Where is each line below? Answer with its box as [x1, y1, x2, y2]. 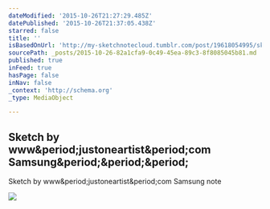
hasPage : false [8, 71, 59, 79]
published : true [8, 57, 63, 65]
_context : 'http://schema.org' [8, 86, 113, 94]
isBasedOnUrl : [8, 42, 56, 50]
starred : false [8, 26, 59, 34]
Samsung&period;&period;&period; [8, 155, 189, 169]
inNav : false [8, 78, 52, 86]
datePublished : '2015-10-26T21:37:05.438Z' [8, 19, 157, 27]
